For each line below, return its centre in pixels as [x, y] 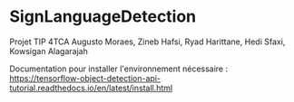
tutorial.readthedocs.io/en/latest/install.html [91, 88]
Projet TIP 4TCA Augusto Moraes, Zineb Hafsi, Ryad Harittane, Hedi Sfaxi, [147, 42]
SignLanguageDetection [103, 17]
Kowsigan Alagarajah [49, 51]
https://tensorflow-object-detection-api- [85, 78]
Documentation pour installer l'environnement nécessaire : [119, 69]
